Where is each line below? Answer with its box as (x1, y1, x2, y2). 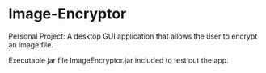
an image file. (8, 39, 54, 49)
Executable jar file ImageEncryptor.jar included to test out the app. (8, 55, 229, 65)
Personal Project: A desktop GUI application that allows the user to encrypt (8, 31, 258, 41)
